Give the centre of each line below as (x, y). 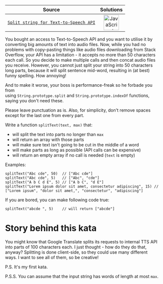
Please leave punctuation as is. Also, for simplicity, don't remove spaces (78, 110)
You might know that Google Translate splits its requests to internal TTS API (81, 241)
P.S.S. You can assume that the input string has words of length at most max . (82, 276)
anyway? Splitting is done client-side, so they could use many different (76, 252)
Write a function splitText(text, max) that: (49, 125)
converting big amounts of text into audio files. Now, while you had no (75, 44)
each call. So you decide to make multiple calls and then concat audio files (80, 60)
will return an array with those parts (48, 140)
